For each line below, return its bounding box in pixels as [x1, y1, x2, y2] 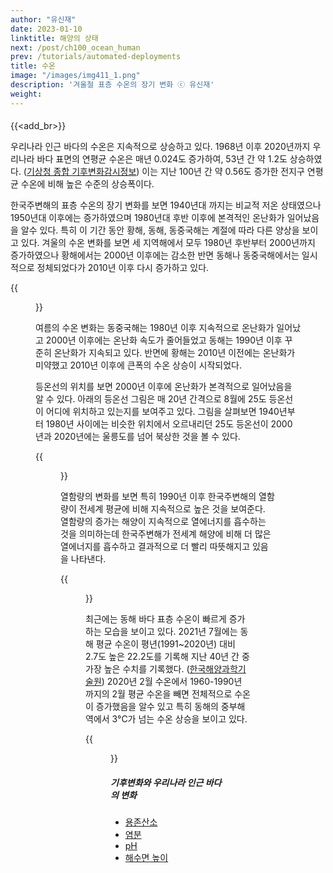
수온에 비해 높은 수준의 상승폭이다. [20, 178, 155, 190]
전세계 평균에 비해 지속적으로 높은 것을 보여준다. [78, 503, 266, 515]
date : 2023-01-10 [10, 24, 83, 34]
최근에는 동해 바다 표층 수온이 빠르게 [85, 613, 227, 625]
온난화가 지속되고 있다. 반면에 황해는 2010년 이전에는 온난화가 [53, 347, 296, 359]
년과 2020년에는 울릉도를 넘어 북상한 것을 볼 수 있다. [35, 431, 241, 443]
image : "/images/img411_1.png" [10, 71, 141, 81]
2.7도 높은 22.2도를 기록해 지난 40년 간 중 [85, 651, 250, 663]
